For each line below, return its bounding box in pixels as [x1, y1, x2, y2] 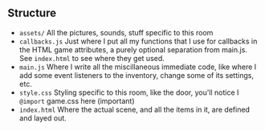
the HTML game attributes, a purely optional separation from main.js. [18, 44, 248, 55]
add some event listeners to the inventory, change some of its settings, [18, 70, 255, 80]
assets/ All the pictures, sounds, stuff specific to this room [18, 27, 214, 37]
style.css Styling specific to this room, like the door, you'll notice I [18, 88, 239, 97]
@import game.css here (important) [18, 96, 135, 105]
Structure [7, 6, 57, 20]
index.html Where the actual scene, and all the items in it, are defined [18, 104, 251, 114]
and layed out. [18, 113, 67, 123]
